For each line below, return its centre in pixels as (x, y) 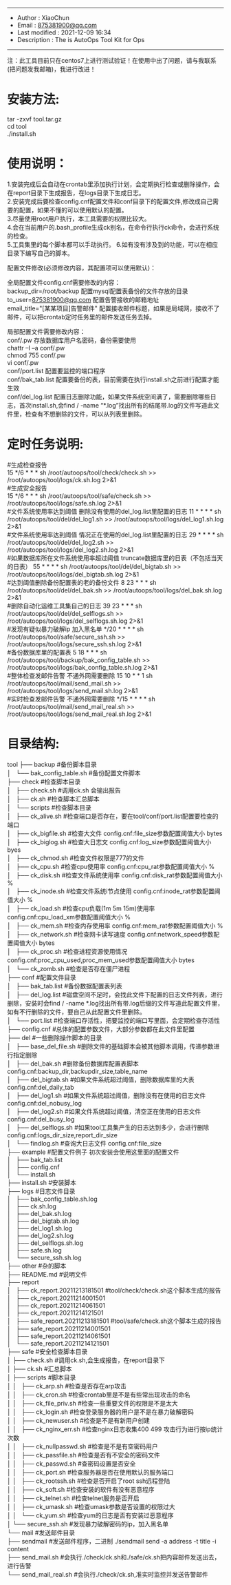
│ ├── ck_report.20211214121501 (56, 1313)
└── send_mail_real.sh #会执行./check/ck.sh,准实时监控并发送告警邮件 (108, 1574)
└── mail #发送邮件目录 (41, 1533)
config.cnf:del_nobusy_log (45, 1103)
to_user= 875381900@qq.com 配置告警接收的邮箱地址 (83, 299)
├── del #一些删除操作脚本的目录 (55, 1037)
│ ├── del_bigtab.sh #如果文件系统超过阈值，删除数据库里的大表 (101, 1079)
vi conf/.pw (23, 362)
